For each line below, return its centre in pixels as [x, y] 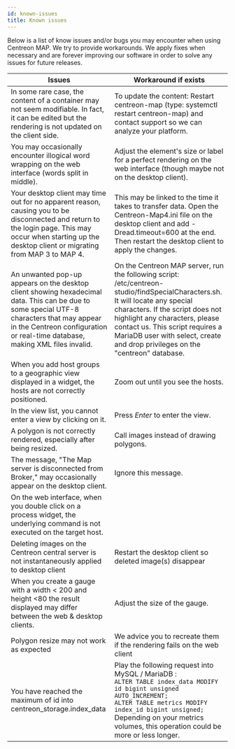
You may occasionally [47, 146]
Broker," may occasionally [54, 477]
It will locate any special [154, 300]
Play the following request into [164, 665]
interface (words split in [50, 173]
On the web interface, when [56, 497]
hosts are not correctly [48, 390]
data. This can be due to [51, 300]
